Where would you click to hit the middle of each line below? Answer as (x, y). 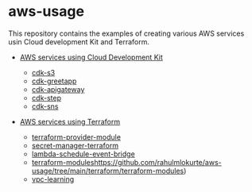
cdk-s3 (43, 72)
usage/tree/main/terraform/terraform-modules (108, 171)
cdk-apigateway (58, 89)
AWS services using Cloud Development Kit (91, 57)
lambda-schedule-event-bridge (83, 154)
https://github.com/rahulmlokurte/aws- (158, 162)
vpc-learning (53, 179)
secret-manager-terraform (75, 145)
